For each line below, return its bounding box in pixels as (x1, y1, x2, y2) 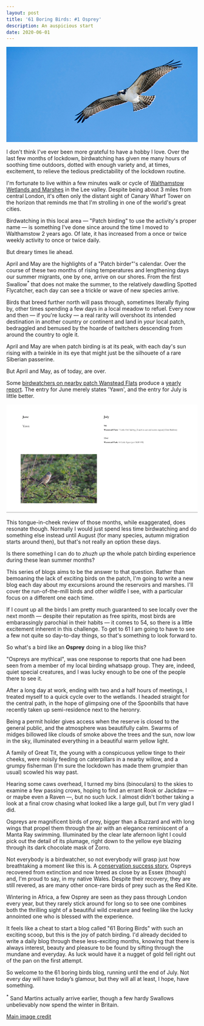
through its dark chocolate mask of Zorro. (6, 844, 110, 851)
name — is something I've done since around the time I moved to (6, 223, 169, 231)
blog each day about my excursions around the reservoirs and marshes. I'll (6, 581, 193, 589)
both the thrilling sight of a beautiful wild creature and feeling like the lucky (6, 907, 194, 914)
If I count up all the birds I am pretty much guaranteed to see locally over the (6, 606, 198, 614)
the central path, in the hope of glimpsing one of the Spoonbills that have (6, 699, 189, 707)
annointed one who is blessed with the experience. (6, 913, 134, 920)
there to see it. (6, 675, 42, 682)
